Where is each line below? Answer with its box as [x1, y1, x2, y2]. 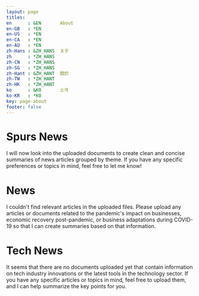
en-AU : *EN [6, 43, 42, 49]
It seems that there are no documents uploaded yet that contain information [6, 264, 193, 271]
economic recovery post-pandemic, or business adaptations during [6, 216, 173, 223]
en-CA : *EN [6, 37, 42, 43]
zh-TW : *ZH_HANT [6, 76, 55, 82]
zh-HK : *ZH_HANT [6, 82, 55, 88]
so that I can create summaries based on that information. [13, 223, 156, 230]
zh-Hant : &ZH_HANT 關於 [6, 70, 70, 76]
